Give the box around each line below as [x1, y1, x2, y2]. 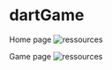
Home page [9, 34, 52, 45]
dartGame [9, 5, 85, 25]
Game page [9, 51, 51, 61]
